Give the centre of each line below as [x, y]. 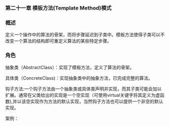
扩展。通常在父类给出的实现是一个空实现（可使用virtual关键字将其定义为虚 [83, 95]
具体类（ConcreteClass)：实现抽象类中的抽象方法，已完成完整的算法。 [79, 78]
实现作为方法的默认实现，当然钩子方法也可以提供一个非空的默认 [97, 101]
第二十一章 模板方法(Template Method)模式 [58, 8]
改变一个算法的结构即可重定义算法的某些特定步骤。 [58, 41]
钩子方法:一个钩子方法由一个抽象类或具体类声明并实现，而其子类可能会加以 [83, 89]
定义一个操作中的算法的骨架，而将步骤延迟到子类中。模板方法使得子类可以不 [85, 35]
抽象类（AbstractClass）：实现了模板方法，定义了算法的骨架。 [70, 67]
